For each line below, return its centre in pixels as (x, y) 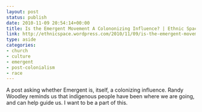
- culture (19, 56)
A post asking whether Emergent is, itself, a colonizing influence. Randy (95, 90)
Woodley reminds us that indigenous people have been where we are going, (100, 96)
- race (14, 73)
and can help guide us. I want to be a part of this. (67, 103)
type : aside (21, 40)
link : (13, 34)
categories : (21, 46)
